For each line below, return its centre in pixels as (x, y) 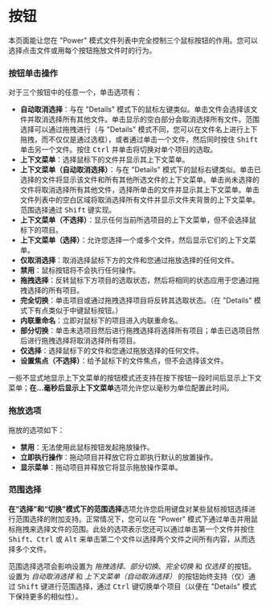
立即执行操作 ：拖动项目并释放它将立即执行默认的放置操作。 (119, 457)
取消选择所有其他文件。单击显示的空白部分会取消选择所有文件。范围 (147, 119)
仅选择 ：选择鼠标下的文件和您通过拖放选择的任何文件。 (111, 351)
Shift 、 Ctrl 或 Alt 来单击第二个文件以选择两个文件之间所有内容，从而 (128, 539)
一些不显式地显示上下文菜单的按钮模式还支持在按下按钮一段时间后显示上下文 (135, 378)
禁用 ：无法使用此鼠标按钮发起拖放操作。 (87, 446)
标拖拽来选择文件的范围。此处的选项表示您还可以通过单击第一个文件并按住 (131, 529)
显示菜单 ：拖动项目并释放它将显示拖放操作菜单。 (101, 467)
